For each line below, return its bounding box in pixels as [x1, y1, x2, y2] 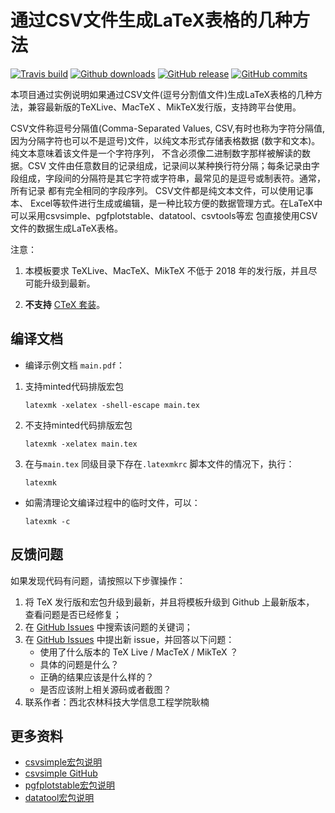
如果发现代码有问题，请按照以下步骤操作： [10, 574, 186, 586]
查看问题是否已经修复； [24, 608, 122, 620]
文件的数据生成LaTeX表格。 [10, 222, 124, 234]
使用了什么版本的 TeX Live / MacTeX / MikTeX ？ [39, 646, 239, 658]
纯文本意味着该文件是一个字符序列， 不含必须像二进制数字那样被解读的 [10, 147, 302, 159]
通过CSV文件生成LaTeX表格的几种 [10, 9, 293, 32]
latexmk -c [24, 516, 71, 526]
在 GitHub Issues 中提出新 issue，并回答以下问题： [24, 633, 235, 645]
